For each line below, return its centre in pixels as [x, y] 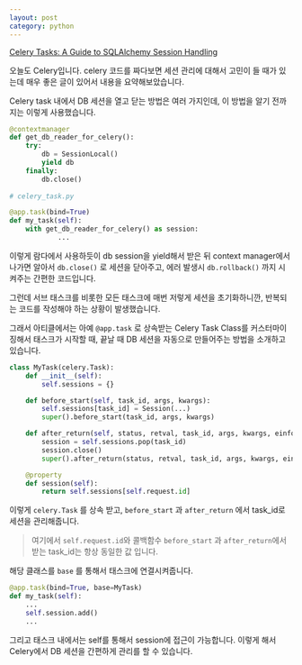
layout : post [34, 18]
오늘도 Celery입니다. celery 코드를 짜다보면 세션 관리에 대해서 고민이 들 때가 [143, 70]
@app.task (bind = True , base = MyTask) [76, 588]
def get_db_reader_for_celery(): [72, 137]
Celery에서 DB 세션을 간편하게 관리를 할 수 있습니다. [101, 651]
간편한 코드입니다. [64, 278]
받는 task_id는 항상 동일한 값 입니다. [95, 551]
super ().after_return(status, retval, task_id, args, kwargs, [160, 459]
